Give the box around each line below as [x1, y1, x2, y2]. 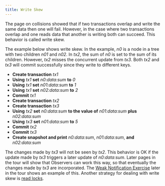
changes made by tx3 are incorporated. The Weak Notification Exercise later [5, 165, 161, 171]
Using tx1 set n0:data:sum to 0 [12, 76, 75, 82]
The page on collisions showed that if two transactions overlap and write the [5, 21, 161, 27]
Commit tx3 [12, 129, 37, 135]
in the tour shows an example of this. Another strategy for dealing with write [5, 170, 160, 176]
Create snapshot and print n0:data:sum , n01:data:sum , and [12, 134, 134, 140]
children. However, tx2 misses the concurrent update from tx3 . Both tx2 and [5, 56, 160, 62]
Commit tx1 [12, 92, 36, 98]
